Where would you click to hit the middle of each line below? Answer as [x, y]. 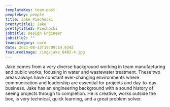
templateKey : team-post [30, 10]
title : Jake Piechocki [29, 19]
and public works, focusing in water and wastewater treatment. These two [83, 72]
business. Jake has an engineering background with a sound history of [79, 88]
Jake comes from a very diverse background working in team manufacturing [85, 67]
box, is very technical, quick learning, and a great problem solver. [74, 98]
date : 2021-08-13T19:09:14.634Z [39, 47]
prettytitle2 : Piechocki [31, 29]
